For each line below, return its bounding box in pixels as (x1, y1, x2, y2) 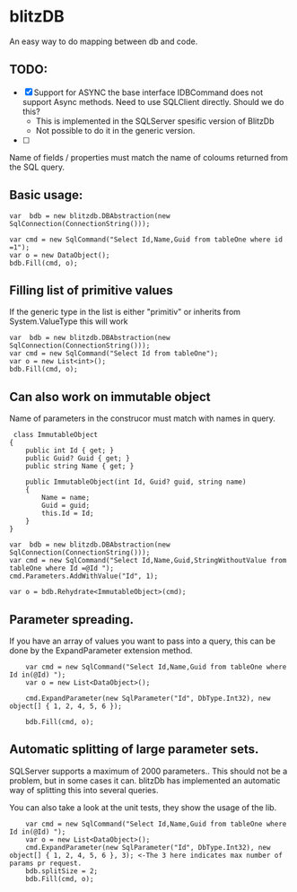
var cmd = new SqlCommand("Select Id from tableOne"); (9, 349, 219, 358)
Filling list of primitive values (9, 283, 173, 298)
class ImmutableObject (13, 431, 99, 440)
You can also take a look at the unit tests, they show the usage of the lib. (9, 801, 277, 813)
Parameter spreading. (9, 612, 135, 627)
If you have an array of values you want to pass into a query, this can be (9, 635, 276, 646)
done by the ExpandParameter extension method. (9, 645, 193, 656)
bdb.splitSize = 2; (25, 866, 99, 876)
